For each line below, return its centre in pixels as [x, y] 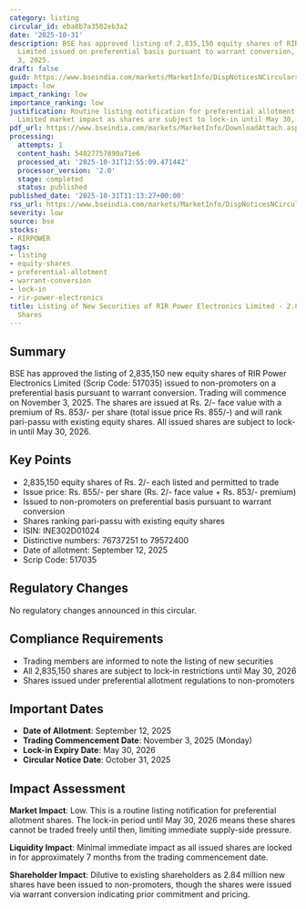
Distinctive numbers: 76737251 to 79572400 [106, 540]
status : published [53, 188]
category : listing [44, 18]
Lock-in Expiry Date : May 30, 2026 [89, 750]
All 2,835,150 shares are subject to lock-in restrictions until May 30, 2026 [159, 670]
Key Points [41, 460]
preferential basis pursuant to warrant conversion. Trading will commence [148, 393]
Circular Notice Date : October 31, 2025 [97, 760]
